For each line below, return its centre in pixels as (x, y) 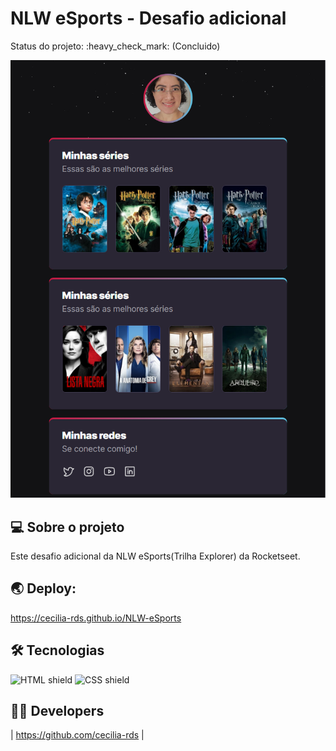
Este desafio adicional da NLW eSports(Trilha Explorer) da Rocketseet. (155, 556)
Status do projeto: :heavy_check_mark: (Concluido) (115, 46)
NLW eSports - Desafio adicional (148, 18)
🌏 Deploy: (43, 588)
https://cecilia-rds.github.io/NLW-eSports (96, 618)
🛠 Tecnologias (57, 650)
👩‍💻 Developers (57, 711)
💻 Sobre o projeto (67, 527)
